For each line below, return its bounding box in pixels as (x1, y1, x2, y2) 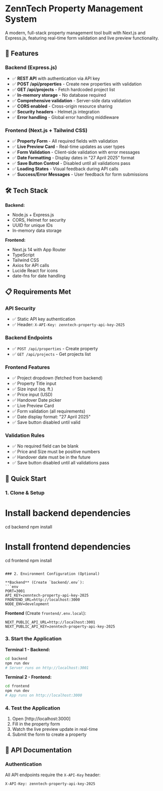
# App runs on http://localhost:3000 (5, 693, 82, 698)
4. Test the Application (5, 704, 60, 711)
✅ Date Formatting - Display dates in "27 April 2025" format (12, 154, 135, 160)
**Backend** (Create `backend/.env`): (5, 580, 84, 585)
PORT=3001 (5, 588, 26, 594)
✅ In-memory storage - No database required (12, 92, 107, 98)
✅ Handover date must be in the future (12, 454, 91, 460)
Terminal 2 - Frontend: (5, 674, 52, 680)
